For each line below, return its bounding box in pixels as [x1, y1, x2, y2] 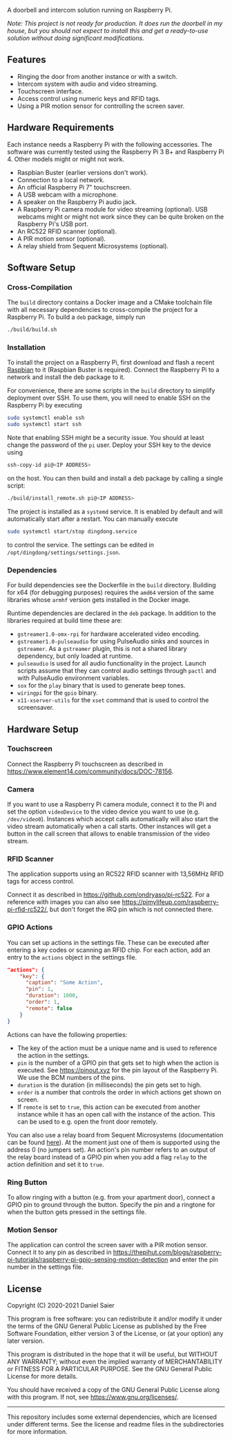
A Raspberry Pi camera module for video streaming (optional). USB [17, 205, 209, 213]
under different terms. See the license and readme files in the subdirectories [7, 1420, 224, 1429]
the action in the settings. [17, 1051, 90, 1059]
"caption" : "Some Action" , [25, 979, 104, 986]
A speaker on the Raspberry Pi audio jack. [17, 197, 137, 206]
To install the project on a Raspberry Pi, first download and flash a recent [7, 358, 215, 367]
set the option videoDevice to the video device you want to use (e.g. [7, 807, 200, 816]
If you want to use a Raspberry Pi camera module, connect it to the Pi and [7, 800, 217, 809]
